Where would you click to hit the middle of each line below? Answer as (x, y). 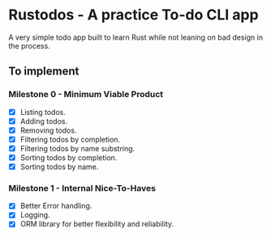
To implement (44, 72)
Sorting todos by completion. (69, 157)
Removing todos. (48, 130)
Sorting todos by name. (59, 167)
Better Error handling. (56, 206)
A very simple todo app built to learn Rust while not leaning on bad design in (136, 37)
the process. (29, 45)
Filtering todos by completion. (70, 139)
